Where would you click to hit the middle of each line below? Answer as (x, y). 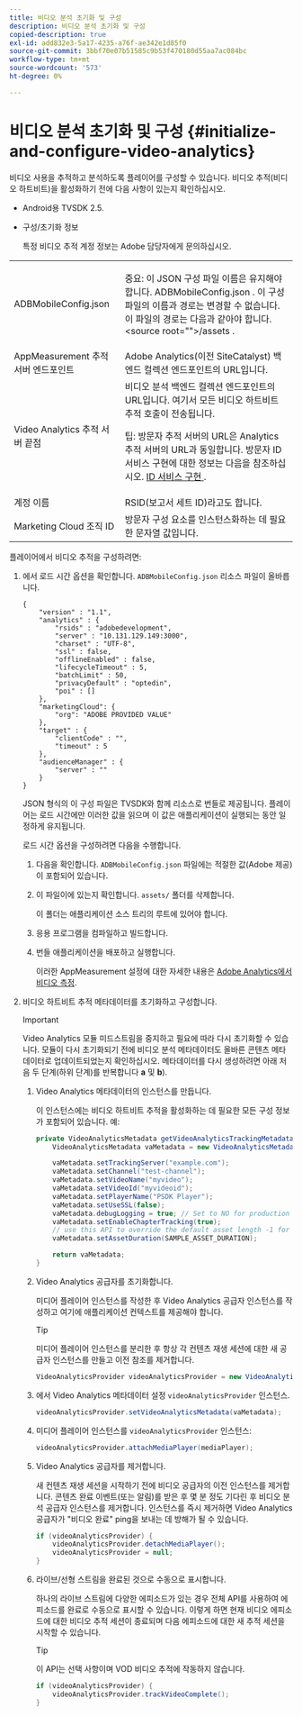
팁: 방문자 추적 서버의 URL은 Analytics (202, 436)
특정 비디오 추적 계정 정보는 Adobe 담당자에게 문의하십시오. (127, 246)
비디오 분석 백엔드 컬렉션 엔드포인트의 (200, 386)
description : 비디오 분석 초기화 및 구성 (78, 26)
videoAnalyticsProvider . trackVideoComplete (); (141, 1694)
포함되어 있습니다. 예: (83, 1121)
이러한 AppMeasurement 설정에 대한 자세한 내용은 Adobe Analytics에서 (164, 971)
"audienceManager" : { (81, 762)
